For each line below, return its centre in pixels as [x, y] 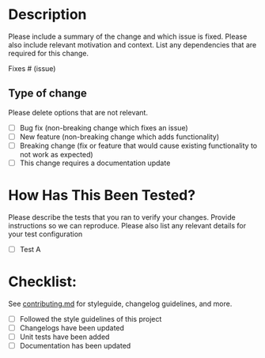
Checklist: [43, 282]
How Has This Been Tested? [102, 196]
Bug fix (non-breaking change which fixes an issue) [104, 127]
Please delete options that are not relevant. [78, 112]
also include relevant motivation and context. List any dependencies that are [132, 44]
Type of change [47, 94]
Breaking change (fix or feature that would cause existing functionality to [138, 145]
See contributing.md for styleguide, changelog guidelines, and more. [120, 303]
